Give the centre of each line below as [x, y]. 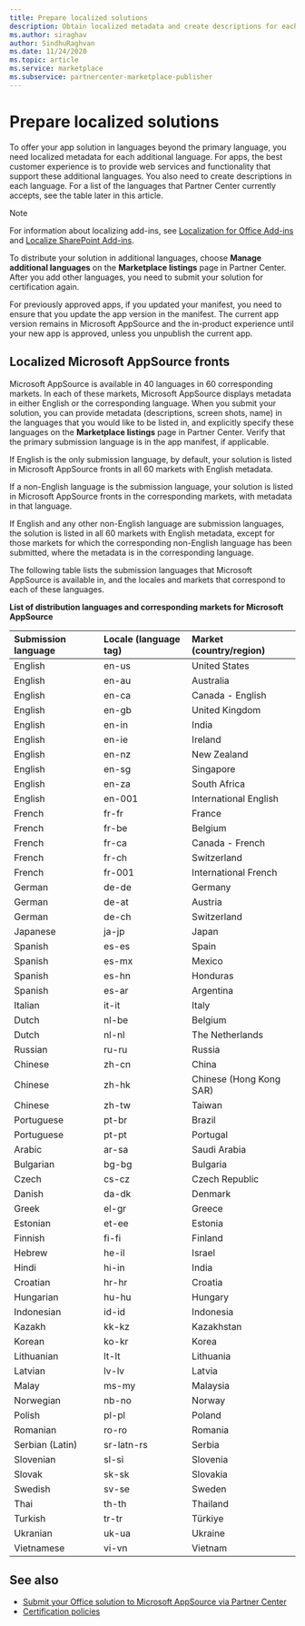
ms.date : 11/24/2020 [49, 52]
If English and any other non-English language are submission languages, [147, 523]
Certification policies [61, 1611]
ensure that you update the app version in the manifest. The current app [144, 313]
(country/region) [229, 650]
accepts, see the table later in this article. [86, 195]
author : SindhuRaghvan [52, 43]
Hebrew [31, 1253]
